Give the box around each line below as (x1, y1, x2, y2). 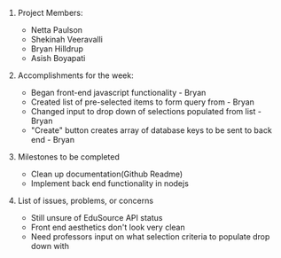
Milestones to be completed (17, 152, 120, 162)
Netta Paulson (30, 25, 82, 35)
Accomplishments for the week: (17, 70, 135, 81)
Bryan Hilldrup (30, 43, 84, 54)
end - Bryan (30, 135, 75, 145)
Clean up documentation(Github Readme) (30, 168, 183, 179)
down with (30, 241, 69, 251)
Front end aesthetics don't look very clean (30, 222, 185, 232)
